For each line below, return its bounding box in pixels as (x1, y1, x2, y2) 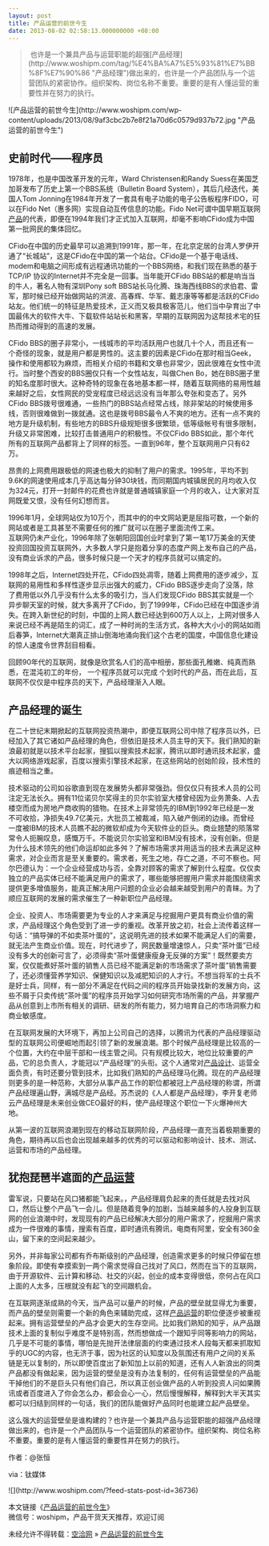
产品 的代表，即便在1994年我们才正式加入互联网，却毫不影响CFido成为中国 (8, 214, 255, 224)
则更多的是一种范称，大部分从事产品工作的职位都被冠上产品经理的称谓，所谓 (8, 1078, 261, 1087)
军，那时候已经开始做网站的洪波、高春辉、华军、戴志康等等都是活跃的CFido (8, 291, 259, 301)
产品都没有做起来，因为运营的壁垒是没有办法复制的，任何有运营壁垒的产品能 (8, 1368, 261, 1378)
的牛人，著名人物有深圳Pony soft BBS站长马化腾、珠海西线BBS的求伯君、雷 (8, 282, 259, 291)
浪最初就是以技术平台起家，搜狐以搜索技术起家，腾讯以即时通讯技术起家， (8, 746, 254, 755)
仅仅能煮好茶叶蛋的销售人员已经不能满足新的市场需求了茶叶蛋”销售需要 (22, 960, 258, 970)
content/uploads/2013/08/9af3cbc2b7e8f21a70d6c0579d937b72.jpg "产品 (8, 116, 255, 125)
